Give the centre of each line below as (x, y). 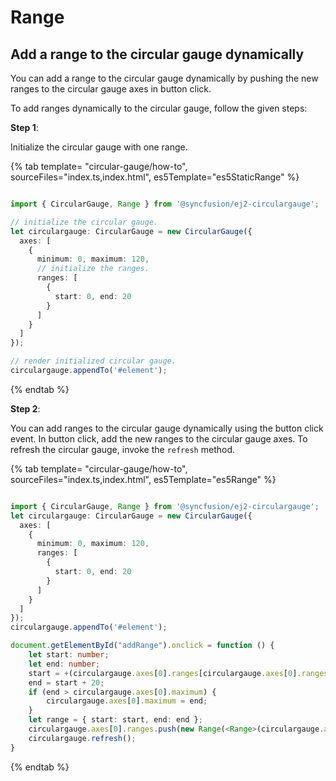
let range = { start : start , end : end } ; (115, 720)
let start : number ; (69, 655)
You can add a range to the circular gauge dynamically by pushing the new (164, 78)
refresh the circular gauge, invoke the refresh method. (122, 449)
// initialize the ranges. (93, 269)
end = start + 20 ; (66, 682)
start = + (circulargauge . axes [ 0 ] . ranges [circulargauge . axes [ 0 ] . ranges (178, 673)
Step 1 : (24, 127)
